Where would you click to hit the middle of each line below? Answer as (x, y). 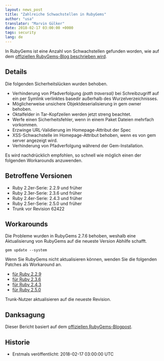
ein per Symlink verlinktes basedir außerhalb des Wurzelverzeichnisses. (85, 98)
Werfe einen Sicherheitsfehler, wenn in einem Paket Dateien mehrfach (83, 119)
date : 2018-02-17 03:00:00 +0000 (39, 28)
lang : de (14, 37)
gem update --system (26, 250)
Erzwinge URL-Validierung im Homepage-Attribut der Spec (71, 130)
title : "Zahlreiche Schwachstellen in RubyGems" (56, 14)
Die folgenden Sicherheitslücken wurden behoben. (56, 84)
